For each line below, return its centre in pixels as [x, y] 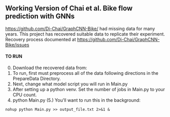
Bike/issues [17, 45]
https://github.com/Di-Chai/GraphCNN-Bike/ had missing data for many [80, 28]
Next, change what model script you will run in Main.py [70, 84]
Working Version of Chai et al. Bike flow [69, 8]
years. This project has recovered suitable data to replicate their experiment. [85, 34]
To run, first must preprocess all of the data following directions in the [86, 73]
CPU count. [25, 95]
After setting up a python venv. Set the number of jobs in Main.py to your [89, 90]
